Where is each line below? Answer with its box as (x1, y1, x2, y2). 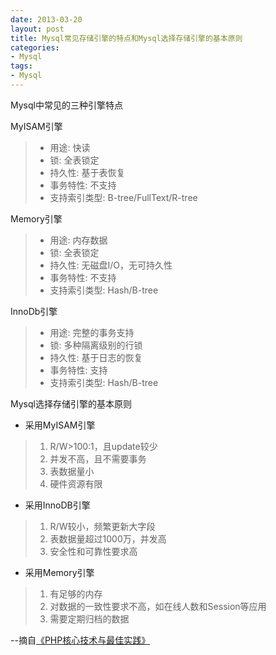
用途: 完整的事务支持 (49, 326, 135, 338)
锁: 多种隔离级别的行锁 (49, 339, 143, 351)
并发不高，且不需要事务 (49, 452, 147, 465)
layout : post (10, 24, 65, 34)
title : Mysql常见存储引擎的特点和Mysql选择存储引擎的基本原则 (10, 33, 243, 43)
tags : (10, 61, 33, 71)
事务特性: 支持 (49, 364, 108, 376)
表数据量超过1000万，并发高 (49, 532, 167, 545)
